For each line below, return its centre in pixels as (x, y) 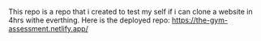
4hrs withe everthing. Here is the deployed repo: (89, 20)
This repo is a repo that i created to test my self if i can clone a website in (130, 12)
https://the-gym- (200, 20)
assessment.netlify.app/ (49, 29)
